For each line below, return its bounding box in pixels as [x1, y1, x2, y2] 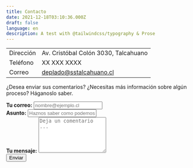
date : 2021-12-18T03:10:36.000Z [6, 14, 86, 20]
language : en [6, 25, 39, 31]
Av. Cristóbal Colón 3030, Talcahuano [41, 49, 148, 57]
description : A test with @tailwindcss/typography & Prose [6, 31, 156, 37]
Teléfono [9, 59, 34, 67]
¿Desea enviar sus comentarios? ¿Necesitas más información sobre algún [6, 84, 187, 91]
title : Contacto [6, 8, 46, 15]
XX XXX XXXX [41, 59, 82, 67]
